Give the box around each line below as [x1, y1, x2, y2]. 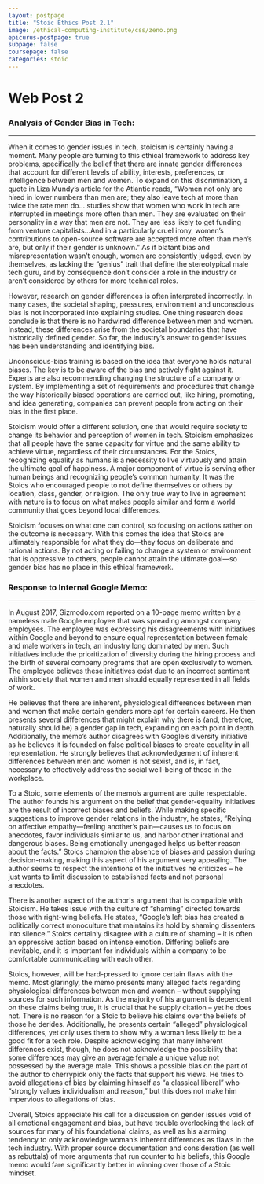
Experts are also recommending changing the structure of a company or [8, 373, 242, 383]
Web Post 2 [8, 90, 84, 107]
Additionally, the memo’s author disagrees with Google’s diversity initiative [8, 731, 248, 741]
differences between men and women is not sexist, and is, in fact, [8, 756, 221, 766]
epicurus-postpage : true [8, 33, 90, 42]
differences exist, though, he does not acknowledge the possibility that [8, 1044, 238, 1053]
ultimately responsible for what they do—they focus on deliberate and [8, 538, 234, 547]
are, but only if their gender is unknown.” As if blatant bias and [8, 243, 211, 252]
